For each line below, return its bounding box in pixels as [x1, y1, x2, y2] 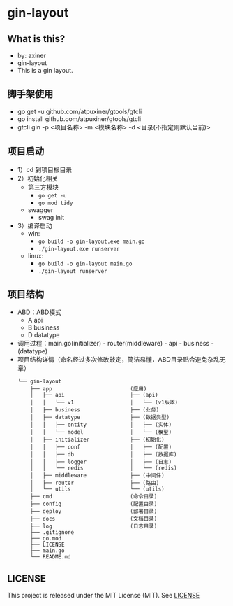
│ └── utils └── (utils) [30, 486, 165, 493]
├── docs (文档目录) [30, 516, 158, 523]
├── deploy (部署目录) [30, 508, 158, 515]
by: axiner [17, 51, 47, 59]
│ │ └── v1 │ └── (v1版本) [30, 399, 179, 407]
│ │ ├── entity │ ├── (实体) [30, 421, 172, 428]
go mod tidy [38, 199, 73, 206]
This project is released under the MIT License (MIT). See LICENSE [7, 591, 200, 600]
